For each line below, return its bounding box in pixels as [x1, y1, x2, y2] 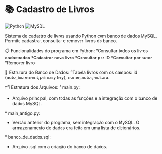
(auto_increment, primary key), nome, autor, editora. [5, 74, 110, 80]
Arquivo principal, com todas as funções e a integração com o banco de [12, 96, 158, 101]
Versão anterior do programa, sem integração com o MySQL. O [12, 119, 140, 125]
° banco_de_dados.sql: [5, 134, 51, 140]
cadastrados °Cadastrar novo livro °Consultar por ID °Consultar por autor [5, 55, 152, 60]
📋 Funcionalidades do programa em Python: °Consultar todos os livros [5, 47, 148, 54]
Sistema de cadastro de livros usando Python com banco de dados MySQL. [5, 33, 157, 38]
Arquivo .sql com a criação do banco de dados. [12, 143, 107, 149]
